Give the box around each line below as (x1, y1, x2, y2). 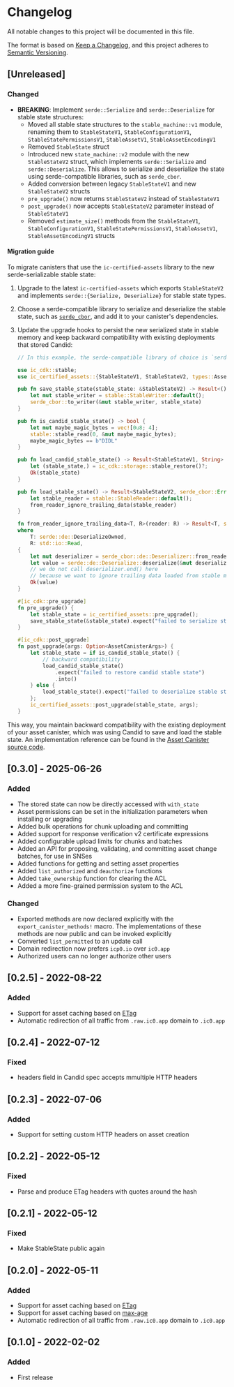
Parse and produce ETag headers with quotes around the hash (17, 1187, 197, 1196)
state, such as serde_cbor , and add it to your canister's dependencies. (17, 312, 219, 320)
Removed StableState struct (27, 142, 110, 151)
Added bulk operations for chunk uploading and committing (17, 822, 189, 831)
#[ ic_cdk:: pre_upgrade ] (17, 598, 87, 605)
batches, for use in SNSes (17, 852, 93, 860)
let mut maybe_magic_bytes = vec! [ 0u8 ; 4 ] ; (30, 424, 159, 431)
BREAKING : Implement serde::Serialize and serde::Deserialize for (17, 105, 215, 114)
